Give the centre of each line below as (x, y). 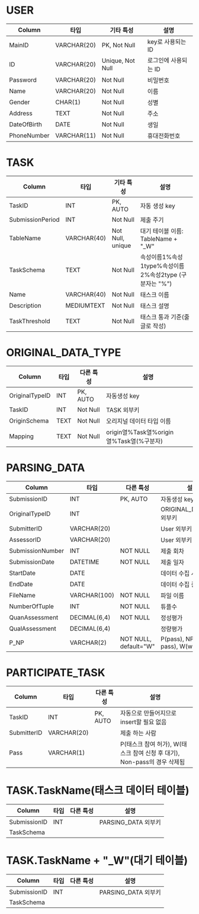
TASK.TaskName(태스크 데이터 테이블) (98, 790)
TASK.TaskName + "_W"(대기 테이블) (97, 860)
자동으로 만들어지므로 (148, 713)
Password (23, 79)
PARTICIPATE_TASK (56, 672)
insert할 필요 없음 (144, 722)
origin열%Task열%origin (140, 432)
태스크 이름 (155, 295)
